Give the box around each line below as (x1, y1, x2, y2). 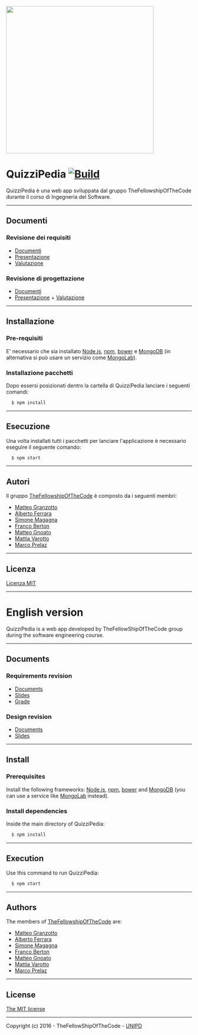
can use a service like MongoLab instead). (6, 792, 109, 799)
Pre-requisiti (6, 334, 43, 343)
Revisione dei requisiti (6, 234, 71, 242)
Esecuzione (6, 422, 50, 432)
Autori (6, 477, 30, 487)
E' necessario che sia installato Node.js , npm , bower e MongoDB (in (6, 347, 171, 354)
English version (6, 606, 84, 619)
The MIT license (6, 1006, 45, 1013)
